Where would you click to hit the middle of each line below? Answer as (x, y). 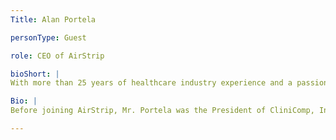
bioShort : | (35, 74)
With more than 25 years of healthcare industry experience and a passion (169, 83)
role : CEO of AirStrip (57, 56)
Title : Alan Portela (53, 19)
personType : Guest (48, 37)
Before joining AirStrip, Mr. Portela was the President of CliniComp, (162, 111)
